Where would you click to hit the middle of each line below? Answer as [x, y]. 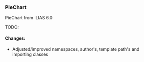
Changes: [15, 38]
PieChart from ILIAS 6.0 [29, 18]
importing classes [30, 54]
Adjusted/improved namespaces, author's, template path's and [76, 49]
